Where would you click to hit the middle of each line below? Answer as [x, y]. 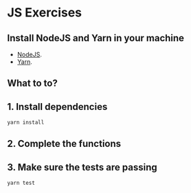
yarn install [26, 123]
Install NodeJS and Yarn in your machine [95, 38]
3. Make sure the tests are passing [82, 167]
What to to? [33, 83]
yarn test [21, 183]
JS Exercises [45, 13]
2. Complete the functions [64, 144]
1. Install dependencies [57, 107]
